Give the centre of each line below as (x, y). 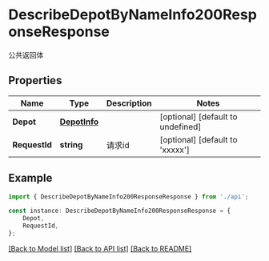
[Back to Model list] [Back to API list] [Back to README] (100, 248)
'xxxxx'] (175, 150)
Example (30, 178)
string (71, 144)
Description (129, 103)
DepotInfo (79, 122)
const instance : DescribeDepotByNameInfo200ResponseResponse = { (119, 211)
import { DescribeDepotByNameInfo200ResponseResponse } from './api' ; (128, 197)
